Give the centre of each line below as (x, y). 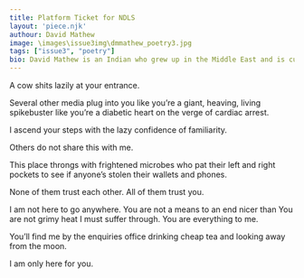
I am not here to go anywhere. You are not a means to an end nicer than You (151, 209)
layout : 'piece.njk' (48, 26)
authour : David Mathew (52, 34)
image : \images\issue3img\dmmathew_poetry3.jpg (101, 43)
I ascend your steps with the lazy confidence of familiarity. (119, 130)
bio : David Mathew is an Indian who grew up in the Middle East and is (147, 60)
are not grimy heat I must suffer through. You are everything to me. (134, 219)
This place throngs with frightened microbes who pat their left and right (142, 165)
